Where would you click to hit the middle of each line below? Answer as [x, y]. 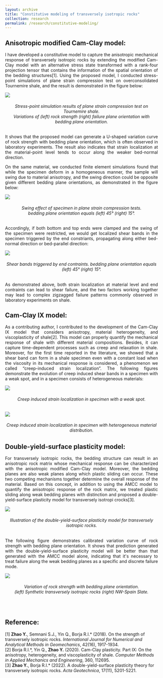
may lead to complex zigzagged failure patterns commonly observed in [81, 295]
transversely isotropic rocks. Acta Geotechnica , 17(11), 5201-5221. [71, 670]
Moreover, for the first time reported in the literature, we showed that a [81, 353]
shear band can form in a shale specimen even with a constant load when [81, 358]
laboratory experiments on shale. [38, 300]
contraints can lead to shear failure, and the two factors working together [81, 289]
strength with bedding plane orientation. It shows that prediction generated [81, 546]
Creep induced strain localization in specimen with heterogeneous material [81, 425]
